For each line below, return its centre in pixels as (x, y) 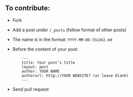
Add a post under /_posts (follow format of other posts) (69, 30)
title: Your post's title (49, 62)
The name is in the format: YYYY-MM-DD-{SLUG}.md (62, 39)
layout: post (35, 67)
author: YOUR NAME (41, 71)
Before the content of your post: (45, 49)
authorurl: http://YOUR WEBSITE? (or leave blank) (75, 76)
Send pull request (30, 89)
